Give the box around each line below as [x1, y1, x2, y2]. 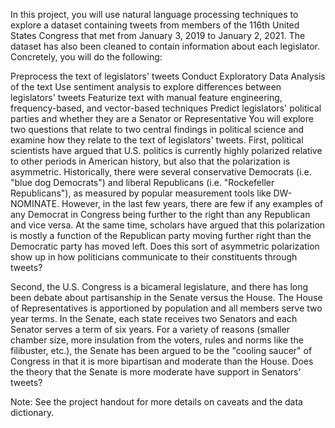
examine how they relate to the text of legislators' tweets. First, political [10, 134, 304, 146]
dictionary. [10, 407, 55, 418]
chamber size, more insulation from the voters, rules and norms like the [10, 334, 304, 346]
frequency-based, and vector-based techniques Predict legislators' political [10, 102, 322, 114]
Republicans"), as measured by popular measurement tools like [10, 187, 272, 199]
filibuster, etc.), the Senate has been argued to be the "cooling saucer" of [10, 345, 313, 356]
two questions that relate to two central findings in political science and [10, 124, 305, 135]
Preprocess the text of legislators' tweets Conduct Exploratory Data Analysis [10, 70, 326, 82]
